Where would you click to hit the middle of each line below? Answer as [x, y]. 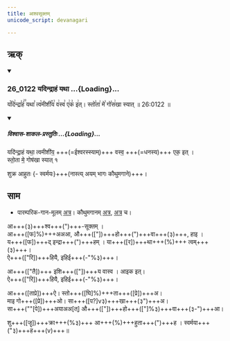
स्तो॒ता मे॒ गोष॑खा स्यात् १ [33, 160]
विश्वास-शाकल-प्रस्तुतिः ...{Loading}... [54, 134]
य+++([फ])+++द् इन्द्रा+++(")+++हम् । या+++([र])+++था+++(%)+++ [97, 242]
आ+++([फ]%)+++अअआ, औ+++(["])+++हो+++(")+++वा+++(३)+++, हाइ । [105, 234]
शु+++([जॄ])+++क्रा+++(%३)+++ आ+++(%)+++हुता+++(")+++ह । [95, 323]
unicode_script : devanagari [48, 20]
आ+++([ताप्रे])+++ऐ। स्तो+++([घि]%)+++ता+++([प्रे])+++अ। [85, 293]
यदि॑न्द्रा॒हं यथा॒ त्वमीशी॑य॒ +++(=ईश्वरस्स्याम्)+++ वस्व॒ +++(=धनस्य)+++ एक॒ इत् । [101, 152]
